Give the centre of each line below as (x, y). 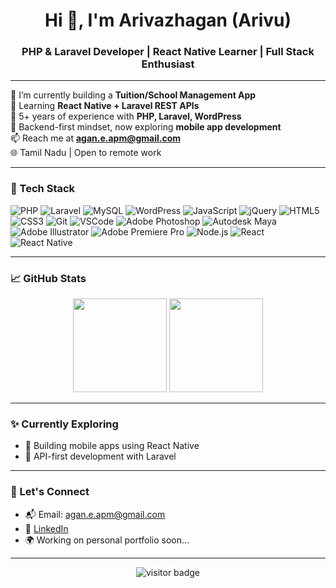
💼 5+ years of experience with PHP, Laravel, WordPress (126, 116)
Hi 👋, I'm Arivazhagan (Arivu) (168, 20)
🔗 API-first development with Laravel (100, 456)
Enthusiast (168, 64)
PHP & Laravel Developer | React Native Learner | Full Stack (168, 52)
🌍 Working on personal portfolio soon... (107, 540)
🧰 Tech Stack (43, 189)
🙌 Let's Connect (50, 492)
